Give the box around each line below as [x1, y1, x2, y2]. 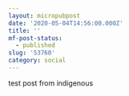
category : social [8, 57, 67, 65]
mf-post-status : [8, 34, 62, 42]
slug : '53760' [8, 49, 56, 57]
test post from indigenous [8, 78, 94, 88]
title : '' [8, 26, 42, 34]
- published [15, 42, 56, 50]
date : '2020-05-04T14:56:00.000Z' [8, 19, 124, 27]
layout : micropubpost [8, 11, 81, 20]
